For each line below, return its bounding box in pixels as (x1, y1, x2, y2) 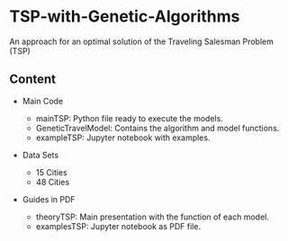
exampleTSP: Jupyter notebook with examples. (35, 132, 211, 143)
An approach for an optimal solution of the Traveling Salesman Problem (9, 36, 274, 47)
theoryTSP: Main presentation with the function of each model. (35, 211, 270, 222)
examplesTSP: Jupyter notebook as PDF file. (35, 220, 201, 231)
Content (9, 72, 57, 87)
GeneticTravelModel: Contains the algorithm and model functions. (35, 122, 280, 133)
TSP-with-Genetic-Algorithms (9, 6, 240, 27)
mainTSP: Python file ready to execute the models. (35, 112, 223, 123)
